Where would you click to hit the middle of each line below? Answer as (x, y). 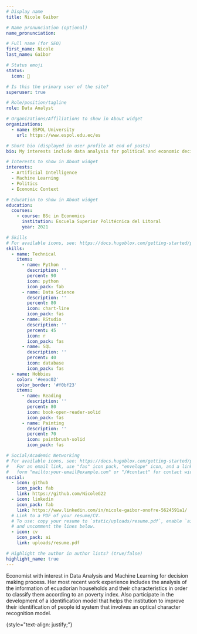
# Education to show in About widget (52, 200)
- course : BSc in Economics (51, 216)
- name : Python (40, 265)
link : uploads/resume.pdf (48, 543)
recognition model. (29, 613)
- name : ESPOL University (43, 130)
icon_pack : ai (34, 538)
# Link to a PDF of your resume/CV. (56, 515)
